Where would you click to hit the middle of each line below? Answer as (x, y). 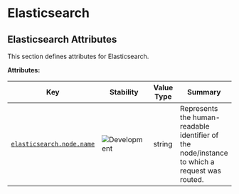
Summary (204, 92)
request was (201, 171)
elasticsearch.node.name (53, 144)
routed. (192, 179)
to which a (197, 162)
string (163, 144)
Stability (124, 92)
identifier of (200, 135)
